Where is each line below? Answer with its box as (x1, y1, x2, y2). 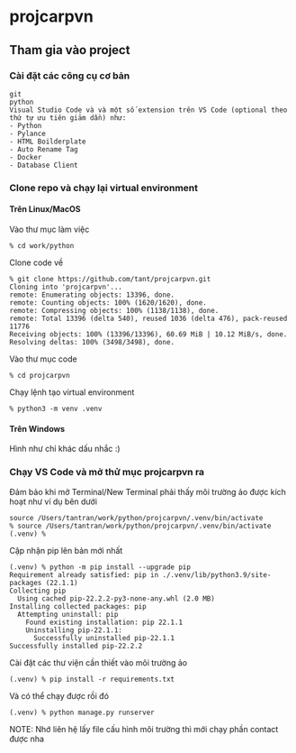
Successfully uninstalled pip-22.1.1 (32, 633, 175, 642)
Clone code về (9, 257, 64, 268)
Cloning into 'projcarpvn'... (9, 282, 123, 291)
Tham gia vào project (9, 42, 130, 58)
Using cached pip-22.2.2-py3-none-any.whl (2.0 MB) (17, 593, 216, 603)
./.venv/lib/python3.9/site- (162, 570, 272, 579)
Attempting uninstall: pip (17, 610, 119, 619)
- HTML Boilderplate (9, 137, 87, 146)
